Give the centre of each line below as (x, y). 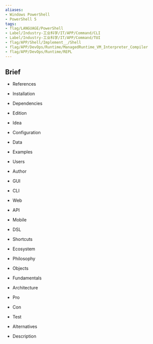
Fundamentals (27, 278)
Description (24, 336)
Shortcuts (22, 239)
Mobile (19, 220)
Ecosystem (24, 249)
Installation (24, 94)
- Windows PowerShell (28, 15)
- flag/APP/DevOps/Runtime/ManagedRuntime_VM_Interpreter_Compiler (77, 47)
